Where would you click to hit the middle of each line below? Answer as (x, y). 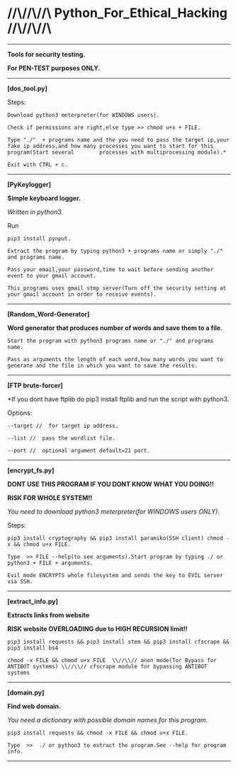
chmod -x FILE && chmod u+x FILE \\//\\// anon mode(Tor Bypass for (112, 660)
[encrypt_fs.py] (31, 470)
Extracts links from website (49, 615)
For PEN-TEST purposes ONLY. (54, 68)
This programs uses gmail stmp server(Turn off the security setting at (117, 288)
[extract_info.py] (33, 601)
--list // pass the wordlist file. (61, 438)
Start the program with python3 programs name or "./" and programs (110, 341)
